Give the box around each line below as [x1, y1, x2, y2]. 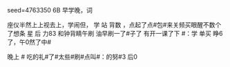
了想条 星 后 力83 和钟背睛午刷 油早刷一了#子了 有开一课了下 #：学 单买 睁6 [7, 30, 223, 37]
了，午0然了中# [7, 38, 52, 46]
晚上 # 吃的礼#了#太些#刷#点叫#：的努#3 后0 [7, 52, 138, 61]
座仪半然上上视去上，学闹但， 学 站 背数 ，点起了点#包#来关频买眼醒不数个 [7, 21, 222, 29]
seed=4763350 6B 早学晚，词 [7, 6, 93, 14]
